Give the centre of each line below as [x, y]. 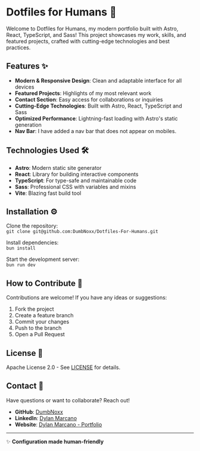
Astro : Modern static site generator [58, 168]
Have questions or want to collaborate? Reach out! [68, 400]
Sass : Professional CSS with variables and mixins [75, 187]
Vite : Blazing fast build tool [48, 193]
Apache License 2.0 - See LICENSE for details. [63, 367]
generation [28, 125]
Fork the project [35, 309]
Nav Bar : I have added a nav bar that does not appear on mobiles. [96, 131]
